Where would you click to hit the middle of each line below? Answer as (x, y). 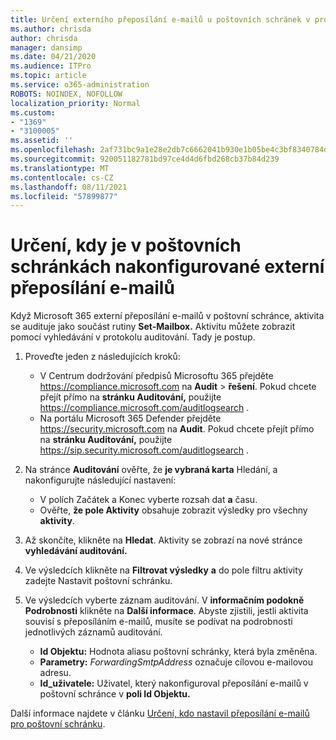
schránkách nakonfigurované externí (167, 267)
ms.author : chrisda (51, 29)
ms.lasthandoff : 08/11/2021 (69, 187)
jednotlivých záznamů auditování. (93, 632)
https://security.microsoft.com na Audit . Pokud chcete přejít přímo (177, 429)
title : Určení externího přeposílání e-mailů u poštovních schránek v (160, 19)
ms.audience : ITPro (51, 66)
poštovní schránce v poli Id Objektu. (115, 694)
